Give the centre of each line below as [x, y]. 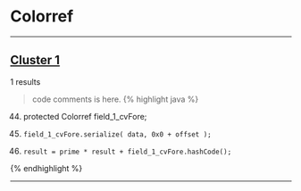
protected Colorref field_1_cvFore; [85, 116]
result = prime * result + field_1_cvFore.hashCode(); [127, 152]
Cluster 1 [35, 60]
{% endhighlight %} [46, 168]
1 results [25, 81]
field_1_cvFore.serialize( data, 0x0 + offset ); [117, 134]
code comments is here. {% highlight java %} [115, 99]
